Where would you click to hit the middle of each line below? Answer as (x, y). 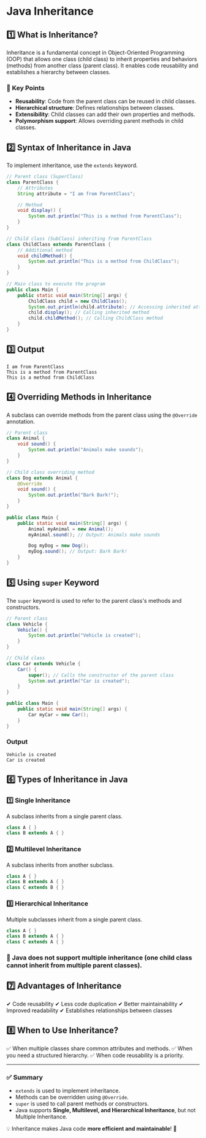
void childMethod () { (45, 256)
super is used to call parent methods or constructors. (82, 1104)
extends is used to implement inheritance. (68, 1090)
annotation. (21, 421)
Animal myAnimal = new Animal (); (71, 529)
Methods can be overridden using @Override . (72, 1097)
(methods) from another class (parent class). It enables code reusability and (102, 65)
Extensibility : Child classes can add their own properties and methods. (105, 114)
